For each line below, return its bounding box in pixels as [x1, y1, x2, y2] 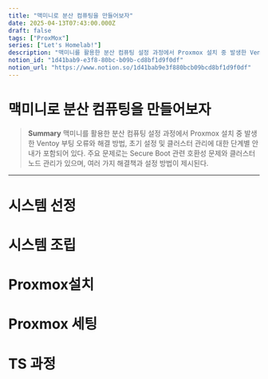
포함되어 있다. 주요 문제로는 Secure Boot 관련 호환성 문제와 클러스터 [42, 148, 256, 158]
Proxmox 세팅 [8, 315, 98, 334]
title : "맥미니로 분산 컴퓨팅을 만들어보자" [8, 11, 134, 20]
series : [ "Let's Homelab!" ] [8, 41, 102, 49]
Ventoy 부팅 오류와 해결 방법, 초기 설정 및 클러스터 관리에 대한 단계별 [36, 138, 250, 148]
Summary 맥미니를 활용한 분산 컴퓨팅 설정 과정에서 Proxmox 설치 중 [27, 128, 243, 138]
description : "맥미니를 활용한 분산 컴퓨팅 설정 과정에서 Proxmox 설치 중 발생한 [8, 49, 247, 57]
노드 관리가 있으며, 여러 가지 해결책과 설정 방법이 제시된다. [27, 158, 209, 168]
